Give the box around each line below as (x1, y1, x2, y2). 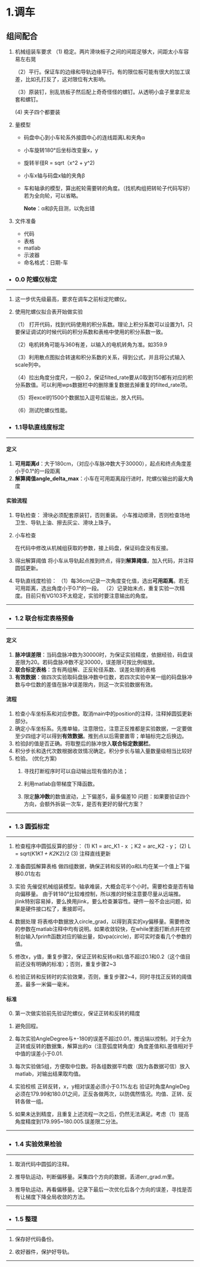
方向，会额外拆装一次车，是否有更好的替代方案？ (23, 800, 144, 807)
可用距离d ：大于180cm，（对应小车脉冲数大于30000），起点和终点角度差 (14, 460, 192, 467)
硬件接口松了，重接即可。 (25, 905, 88, 912)
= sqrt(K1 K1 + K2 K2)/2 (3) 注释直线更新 (14, 850, 111, 857)
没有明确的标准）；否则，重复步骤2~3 (25, 961, 117, 967)
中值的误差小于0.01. (14, 1050, 64, 1057)
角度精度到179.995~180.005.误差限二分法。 (14, 1118, 121, 1125)
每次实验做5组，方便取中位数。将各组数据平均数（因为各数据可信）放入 (14, 1063, 190, 1070)
